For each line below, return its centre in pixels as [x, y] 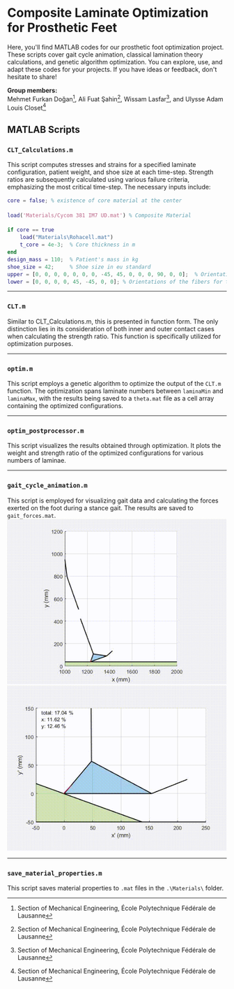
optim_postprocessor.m [46, 431]
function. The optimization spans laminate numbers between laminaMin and [116, 391]
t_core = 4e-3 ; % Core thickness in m [78, 245]
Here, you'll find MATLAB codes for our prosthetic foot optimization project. [116, 47]
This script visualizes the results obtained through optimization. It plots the [114, 446]
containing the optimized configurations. [65, 406]
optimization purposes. [40, 343]
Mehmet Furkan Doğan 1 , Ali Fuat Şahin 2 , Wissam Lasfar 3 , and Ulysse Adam [116, 98]
